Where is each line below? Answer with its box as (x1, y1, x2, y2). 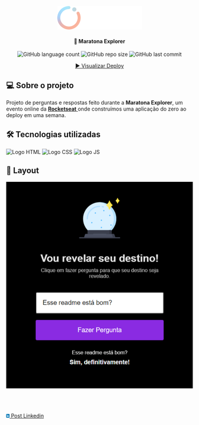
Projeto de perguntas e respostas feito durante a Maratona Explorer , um (6, 99, 183, 106)
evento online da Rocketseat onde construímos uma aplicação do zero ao (6, 105, 187, 112)
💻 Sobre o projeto (6, 80, 74, 90)
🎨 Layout (6, 166, 40, 176)
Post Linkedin (11, 412, 44, 419)
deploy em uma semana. (6, 112, 66, 119)
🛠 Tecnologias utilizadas (6, 130, 101, 140)
